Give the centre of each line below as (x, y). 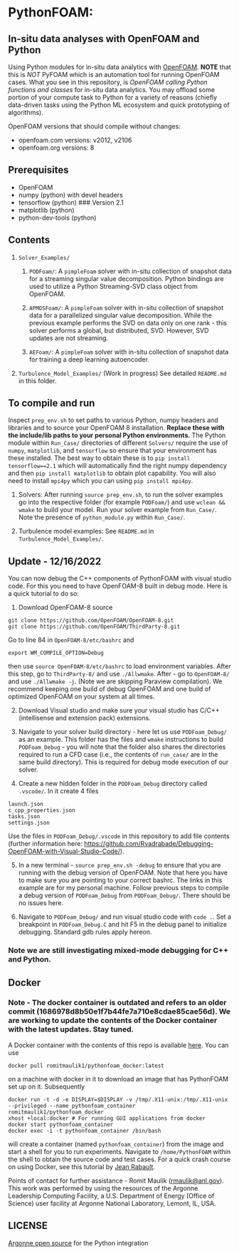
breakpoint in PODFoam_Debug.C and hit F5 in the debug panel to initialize (122, 924)
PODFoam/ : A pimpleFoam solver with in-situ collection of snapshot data (130, 271)
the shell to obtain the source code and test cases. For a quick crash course (119, 1159)
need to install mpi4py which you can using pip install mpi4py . (101, 481)
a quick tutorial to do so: (43, 593)
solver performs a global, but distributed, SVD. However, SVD (119, 330)
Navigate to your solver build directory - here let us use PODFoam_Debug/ (122, 732)
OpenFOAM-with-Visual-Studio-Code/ (64, 851)
